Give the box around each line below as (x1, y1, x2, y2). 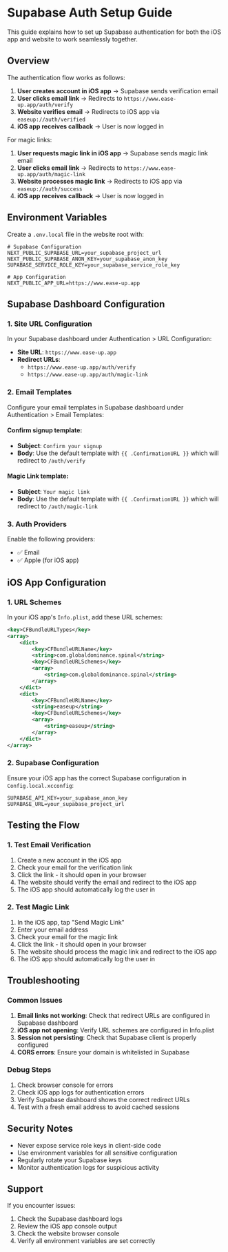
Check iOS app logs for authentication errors (17, 1088, 145, 1096)
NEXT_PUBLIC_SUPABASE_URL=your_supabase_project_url (7, 249, 162, 256)
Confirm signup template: (7, 426, 83, 434)
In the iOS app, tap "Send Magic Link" (17, 918, 125, 926)
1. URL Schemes (7, 597, 62, 607)
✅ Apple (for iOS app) (17, 556, 79, 564)
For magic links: (7, 135, 52, 144)
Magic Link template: (7, 472, 69, 481)
